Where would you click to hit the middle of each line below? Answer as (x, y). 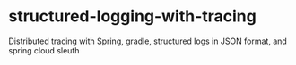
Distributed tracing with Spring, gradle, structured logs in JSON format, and (148, 41)
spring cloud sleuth (44, 50)
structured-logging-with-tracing (132, 16)
